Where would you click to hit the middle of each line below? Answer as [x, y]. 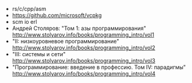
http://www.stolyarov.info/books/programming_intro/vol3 [84, 61]
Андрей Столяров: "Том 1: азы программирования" [79, 28]
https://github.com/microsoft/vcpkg [57, 15]
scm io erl [25, 22]
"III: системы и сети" [39, 54]
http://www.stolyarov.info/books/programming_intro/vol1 [83, 35]
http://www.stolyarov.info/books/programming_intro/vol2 [84, 48]
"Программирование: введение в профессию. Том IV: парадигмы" [99, 67]
